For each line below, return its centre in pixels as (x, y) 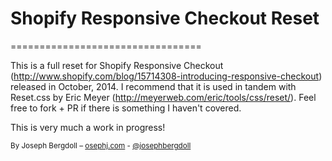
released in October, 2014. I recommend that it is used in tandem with (153, 86)
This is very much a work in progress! (88, 127)
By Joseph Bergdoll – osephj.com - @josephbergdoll (101, 145)
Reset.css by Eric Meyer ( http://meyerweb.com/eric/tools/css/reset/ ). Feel (163, 97)
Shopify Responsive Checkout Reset (165, 18)
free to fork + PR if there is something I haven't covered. (126, 108)
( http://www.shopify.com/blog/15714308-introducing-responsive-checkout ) (166, 76)
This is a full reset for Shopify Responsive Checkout (117, 65)
